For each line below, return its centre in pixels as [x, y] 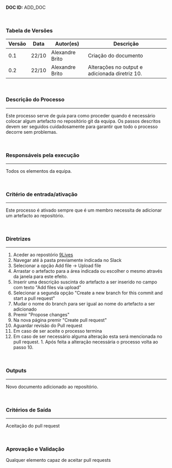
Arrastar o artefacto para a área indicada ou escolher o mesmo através [88, 271]
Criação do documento [116, 56]
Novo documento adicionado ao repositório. [52, 386]
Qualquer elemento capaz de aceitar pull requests [58, 460]
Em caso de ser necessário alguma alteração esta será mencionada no [88, 337]
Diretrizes [18, 239]
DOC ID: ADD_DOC [26, 7]
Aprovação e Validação [35, 449]
